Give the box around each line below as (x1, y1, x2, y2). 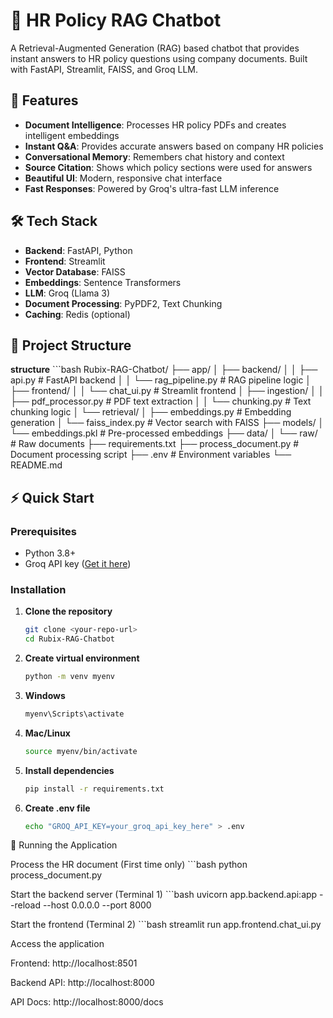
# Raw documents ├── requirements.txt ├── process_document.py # (10, 438, 300, 450)
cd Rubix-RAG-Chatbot (24, 634, 115, 644)
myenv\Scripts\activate (24, 709, 125, 719)
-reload (10, 899, 41, 911)
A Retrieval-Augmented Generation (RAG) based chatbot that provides (10, 42, 300, 54)
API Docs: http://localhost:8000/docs (10, 996, 164, 1008)
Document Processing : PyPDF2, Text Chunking (24, 297, 223, 309)
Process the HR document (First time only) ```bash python (10, 859, 248, 871)
